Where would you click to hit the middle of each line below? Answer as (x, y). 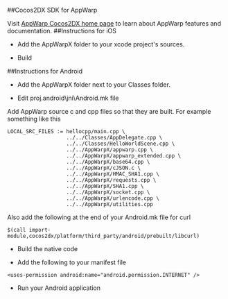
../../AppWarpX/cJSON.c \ (103, 168)
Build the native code (47, 249)
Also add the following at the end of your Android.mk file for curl (99, 217)
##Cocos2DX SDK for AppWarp (52, 10)
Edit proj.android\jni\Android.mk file (68, 98)
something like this (34, 119)
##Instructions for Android (45, 71)
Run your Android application (59, 288)
